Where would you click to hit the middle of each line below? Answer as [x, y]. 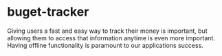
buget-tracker [48, 12]
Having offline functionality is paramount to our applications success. [106, 45]
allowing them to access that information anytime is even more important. [111, 38]
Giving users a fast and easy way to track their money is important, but [107, 31]
